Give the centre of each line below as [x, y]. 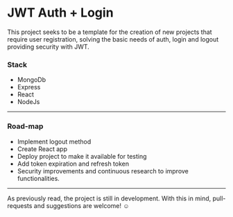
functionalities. [38, 178]
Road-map [25, 126]
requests [20, 205]
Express [29, 87]
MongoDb [32, 80]
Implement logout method [54, 141]
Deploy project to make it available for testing [82, 156]
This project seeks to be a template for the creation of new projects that [110, 32]
